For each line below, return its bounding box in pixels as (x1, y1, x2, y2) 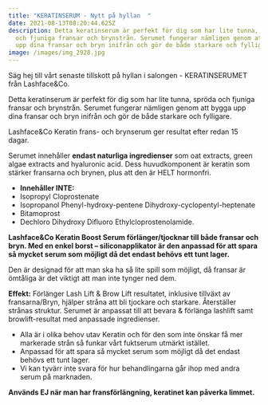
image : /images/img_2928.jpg (8, 49, 105, 57)
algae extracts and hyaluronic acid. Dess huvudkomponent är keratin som (8, 159, 250, 168)
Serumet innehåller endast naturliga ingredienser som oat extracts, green (8, 151, 253, 160)
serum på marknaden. (19, 372, 93, 381)
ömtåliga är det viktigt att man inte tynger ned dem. (8, 273, 177, 283)
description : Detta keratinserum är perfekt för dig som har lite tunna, (8, 26, 259, 34)
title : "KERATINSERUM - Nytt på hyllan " (8, 11, 152, 20)
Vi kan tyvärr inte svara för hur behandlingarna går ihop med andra (19, 364, 240, 373)
